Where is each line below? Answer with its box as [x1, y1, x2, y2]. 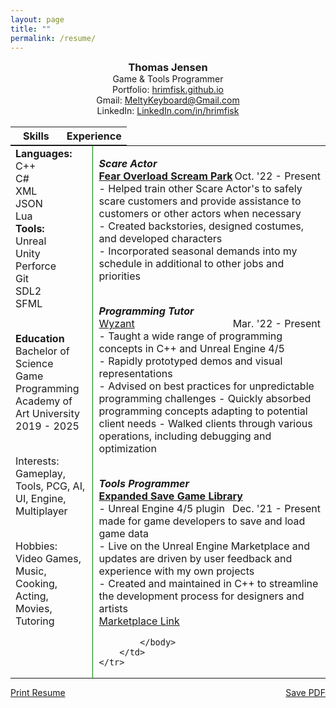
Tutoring [15, 614, 55, 628]
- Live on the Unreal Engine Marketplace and [98, 539, 311, 553]
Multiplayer [15, 504, 68, 518]
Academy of [15, 394, 73, 408]
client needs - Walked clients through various [98, 417, 313, 431]
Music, [15, 564, 47, 578]
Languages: [15, 147, 73, 161]
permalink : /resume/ [10, 33, 97, 43]
